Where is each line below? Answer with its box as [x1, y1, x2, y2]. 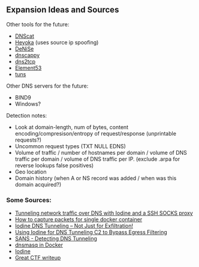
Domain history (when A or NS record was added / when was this [14, 174, 177, 182]
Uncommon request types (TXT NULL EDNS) [14, 142, 126, 149]
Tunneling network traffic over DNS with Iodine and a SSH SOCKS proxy [14, 209, 193, 217]
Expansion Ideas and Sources [6, 5, 119, 15]
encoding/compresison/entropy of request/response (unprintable [14, 130, 177, 137]
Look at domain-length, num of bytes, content [14, 123, 129, 131]
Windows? [14, 100, 41, 107]
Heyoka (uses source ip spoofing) [14, 38, 99, 46]
